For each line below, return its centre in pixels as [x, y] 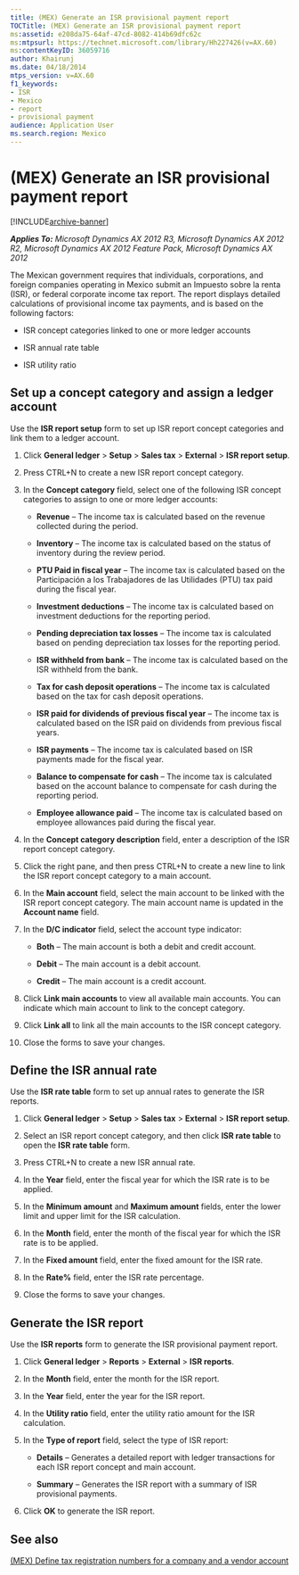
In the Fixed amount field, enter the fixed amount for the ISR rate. [143, 1260]
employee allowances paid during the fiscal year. [126, 822]
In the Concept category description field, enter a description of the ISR [156, 839]
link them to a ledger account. [65, 437]
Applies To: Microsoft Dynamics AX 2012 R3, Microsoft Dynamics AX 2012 [147, 238]
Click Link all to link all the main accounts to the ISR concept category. [152, 1025]
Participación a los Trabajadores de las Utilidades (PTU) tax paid [154, 579]
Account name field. [61, 912]
